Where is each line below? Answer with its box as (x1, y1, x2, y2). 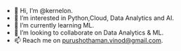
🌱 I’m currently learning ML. (13, 21, 95, 29)
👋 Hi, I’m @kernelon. (13, 7, 74, 14)
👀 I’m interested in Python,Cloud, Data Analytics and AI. (13, 14, 174, 22)
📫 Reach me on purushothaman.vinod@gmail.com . (13, 37, 163, 44)
